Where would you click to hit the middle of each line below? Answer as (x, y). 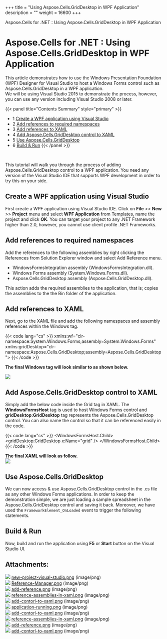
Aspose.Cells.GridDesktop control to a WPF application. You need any (77, 170)
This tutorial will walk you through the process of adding (63, 165)
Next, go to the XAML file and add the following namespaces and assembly (83, 321)
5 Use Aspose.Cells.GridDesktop (46, 140)
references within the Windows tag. (42, 326)
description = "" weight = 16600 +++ (43, 13)
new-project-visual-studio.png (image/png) (56, 577)
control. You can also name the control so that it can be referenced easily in (83, 421)
